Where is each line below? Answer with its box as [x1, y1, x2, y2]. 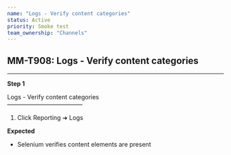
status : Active [7, 17, 51, 23]
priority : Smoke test [7, 23, 69, 30]
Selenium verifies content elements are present [16, 141, 151, 149]
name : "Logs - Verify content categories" [7, 10, 131, 17]
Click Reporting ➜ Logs [16, 114, 84, 122]
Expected [7, 127, 36, 135]
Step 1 [7, 80, 25, 88]
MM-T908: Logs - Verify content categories [7, 54, 199, 66]
